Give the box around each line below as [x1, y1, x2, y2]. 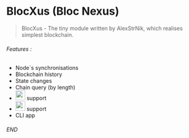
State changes [15, 77, 52, 85]
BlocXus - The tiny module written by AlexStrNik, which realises [21, 25, 183, 32]
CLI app [15, 112, 36, 119]
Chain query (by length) [15, 84, 75, 91]
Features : [6, 45, 32, 53]
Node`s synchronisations [15, 64, 79, 72]
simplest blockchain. [21, 31, 74, 38]
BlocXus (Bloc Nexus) [6, 4, 120, 18]
